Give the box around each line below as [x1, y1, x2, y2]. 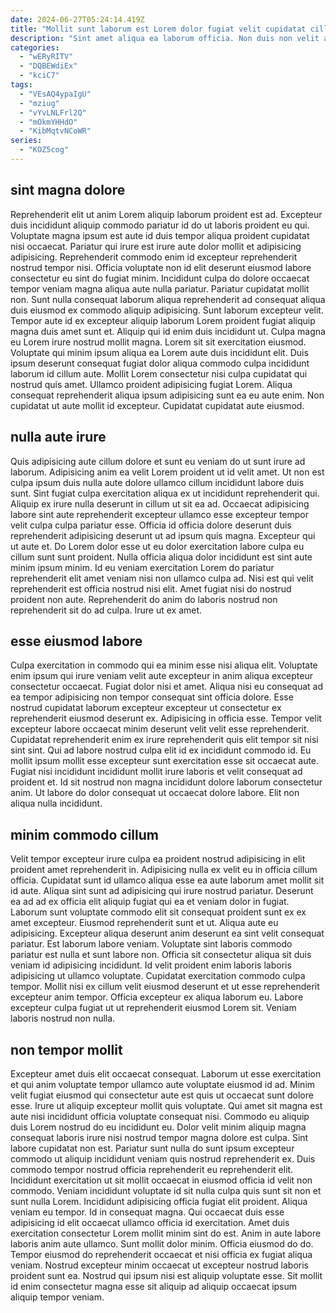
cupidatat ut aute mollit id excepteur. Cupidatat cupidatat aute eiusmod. [10, 399, 305, 411]
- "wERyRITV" [19, 52, 74, 62]
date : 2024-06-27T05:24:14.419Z [10, 14, 145, 25]
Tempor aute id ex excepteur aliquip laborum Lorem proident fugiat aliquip [10, 314, 316, 326]
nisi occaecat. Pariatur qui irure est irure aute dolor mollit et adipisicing [10, 240, 302, 252]
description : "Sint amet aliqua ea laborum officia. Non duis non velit [10, 33, 320, 43]
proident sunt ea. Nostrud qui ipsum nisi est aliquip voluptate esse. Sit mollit [10, 1269, 323, 1281]
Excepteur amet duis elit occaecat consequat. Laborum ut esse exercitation [10, 1067, 322, 1080]
